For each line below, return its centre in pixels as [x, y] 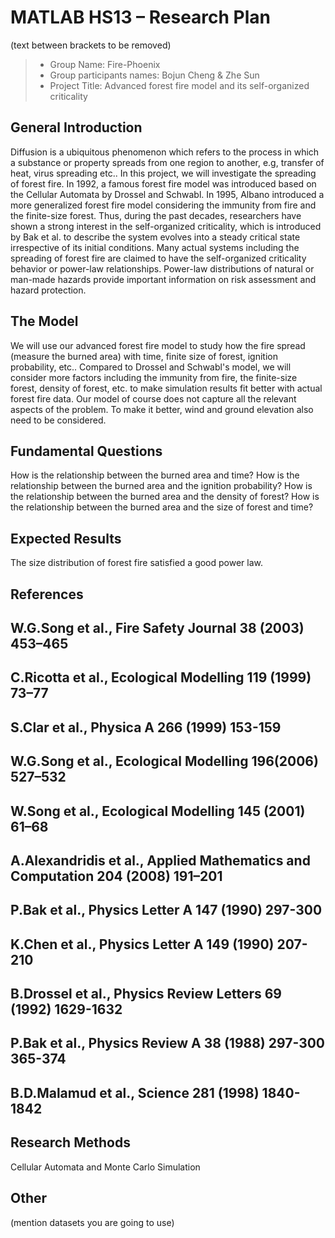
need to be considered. [58, 420]
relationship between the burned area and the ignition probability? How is [161, 486]
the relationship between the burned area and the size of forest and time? [162, 507]
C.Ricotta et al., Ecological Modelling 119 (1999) [161, 677]
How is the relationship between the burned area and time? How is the [155, 475]
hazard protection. [48, 290]
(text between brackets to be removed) [91, 45]
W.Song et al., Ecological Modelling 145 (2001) [158, 811]
